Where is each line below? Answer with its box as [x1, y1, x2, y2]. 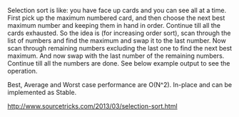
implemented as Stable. [7, 88, 77, 96]
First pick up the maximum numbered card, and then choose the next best [7, 14, 225, 22]
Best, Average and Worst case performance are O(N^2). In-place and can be [7, 81, 233, 88]
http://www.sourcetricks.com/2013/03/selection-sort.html [7, 102, 178, 110]
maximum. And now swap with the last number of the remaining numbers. [7, 51, 225, 60]
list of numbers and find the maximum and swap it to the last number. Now [7, 36, 226, 45]
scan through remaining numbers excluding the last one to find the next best [7, 44, 233, 52]
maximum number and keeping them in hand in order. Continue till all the [7, 21, 221, 29]
